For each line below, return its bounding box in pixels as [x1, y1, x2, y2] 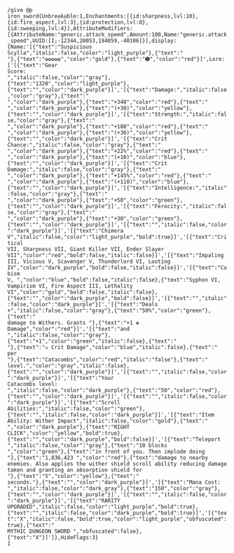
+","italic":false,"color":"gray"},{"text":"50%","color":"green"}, [7, 307, 212, 314]
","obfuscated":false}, [73, 528, 142, 535]
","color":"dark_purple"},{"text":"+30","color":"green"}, [7, 215, 184, 222]
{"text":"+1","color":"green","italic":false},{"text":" [7, 338, 177, 345]
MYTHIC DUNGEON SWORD [7, 528, 71, 535]
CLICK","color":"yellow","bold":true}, [7, 430, 124, 437]
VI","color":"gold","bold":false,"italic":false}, [7, 289, 158, 296]
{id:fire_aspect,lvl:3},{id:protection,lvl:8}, [7, 19, 149, 26]
